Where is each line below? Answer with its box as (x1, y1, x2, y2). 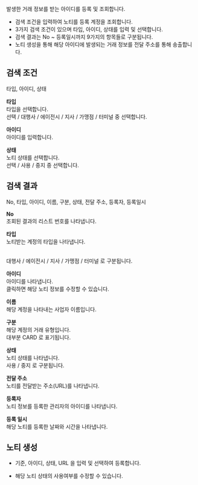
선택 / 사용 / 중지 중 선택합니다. (6, 161, 80, 168)
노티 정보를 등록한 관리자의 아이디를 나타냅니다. (6, 402, 118, 410)
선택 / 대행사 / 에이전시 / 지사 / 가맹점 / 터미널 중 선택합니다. (6, 113, 147, 120)
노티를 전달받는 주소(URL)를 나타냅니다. (6, 382, 100, 389)
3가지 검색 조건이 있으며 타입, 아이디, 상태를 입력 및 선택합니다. (14, 26, 163, 33)
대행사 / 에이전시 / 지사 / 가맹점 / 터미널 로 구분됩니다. (6, 257, 133, 265)
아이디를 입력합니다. (6, 133, 53, 140)
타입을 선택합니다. (6, 105, 49, 113)
